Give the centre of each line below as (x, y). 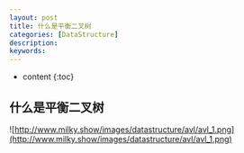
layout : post (34, 18)
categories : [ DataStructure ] (64, 34)
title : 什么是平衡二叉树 (50, 26)
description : (34, 43)
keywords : (28, 51)
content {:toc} (48, 76)
